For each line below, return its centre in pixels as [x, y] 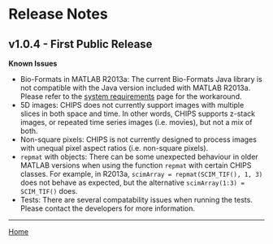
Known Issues [33, 63]
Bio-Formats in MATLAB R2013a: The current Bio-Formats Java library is [141, 79]
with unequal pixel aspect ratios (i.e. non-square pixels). [114, 148]
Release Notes [58, 14]
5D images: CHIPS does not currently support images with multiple [132, 105]
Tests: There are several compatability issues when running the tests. [136, 200]
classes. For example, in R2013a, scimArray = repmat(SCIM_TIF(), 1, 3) [141, 174]
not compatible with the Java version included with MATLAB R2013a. [135, 88]
